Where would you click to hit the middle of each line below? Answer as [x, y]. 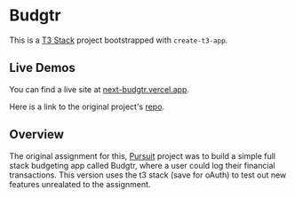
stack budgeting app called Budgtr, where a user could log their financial [142, 165]
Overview [37, 135]
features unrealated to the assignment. [80, 184]
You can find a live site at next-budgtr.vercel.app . [99, 89]
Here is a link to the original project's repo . [87, 107]
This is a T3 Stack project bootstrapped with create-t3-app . [119, 40]
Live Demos [42, 68]
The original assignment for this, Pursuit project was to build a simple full [143, 155]
